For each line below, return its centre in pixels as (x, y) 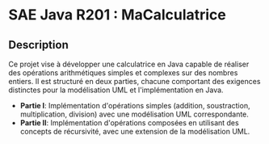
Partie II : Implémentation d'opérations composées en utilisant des (130, 123)
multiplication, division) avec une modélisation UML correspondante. (134, 114)
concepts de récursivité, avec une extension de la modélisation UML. (135, 131)
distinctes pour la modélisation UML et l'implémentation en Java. (116, 90)
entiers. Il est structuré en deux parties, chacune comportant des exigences (134, 81)
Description (38, 45)
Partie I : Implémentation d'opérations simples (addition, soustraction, (135, 106)
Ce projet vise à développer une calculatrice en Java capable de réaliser (129, 64)
